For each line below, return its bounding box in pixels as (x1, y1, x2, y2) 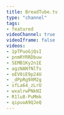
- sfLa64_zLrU (6, 83, 42, 89)
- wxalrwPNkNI (6, 88, 42, 94)
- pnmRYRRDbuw (6, 54, 42, 60)
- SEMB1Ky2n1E (6, 60, 42, 66)
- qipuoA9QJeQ (6, 99, 42, 105)
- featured (6, 26, 34, 32)
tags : (6, 20, 20, 26)
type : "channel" (6, 15, 47, 21)
